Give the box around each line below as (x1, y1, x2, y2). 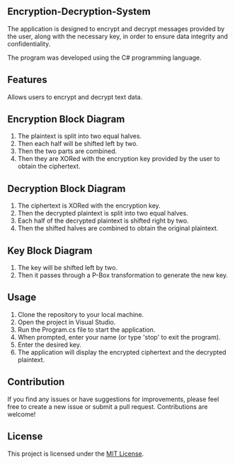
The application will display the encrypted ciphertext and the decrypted (17, 347, 227, 357)
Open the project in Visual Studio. (17, 318, 116, 326)
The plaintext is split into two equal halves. (17, 132, 142, 140)
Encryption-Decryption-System (7, 6, 151, 18)
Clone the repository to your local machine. (17, 310, 144, 318)
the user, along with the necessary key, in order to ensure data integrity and (7, 32, 229, 40)
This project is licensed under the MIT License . (7, 449, 144, 458)
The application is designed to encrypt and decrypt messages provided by (7, 24, 225, 33)
